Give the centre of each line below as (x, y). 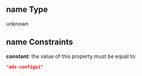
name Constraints (40, 42)
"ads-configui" (25, 67)
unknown (17, 23)
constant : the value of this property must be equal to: (71, 56)
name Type (27, 10)
